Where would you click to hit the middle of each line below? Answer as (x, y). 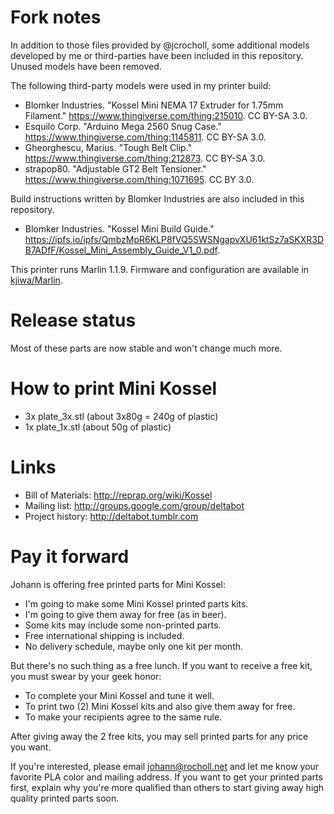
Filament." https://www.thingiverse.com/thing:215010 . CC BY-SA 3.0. (166, 115)
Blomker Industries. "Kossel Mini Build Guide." (119, 228)
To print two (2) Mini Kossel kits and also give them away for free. (160, 706)
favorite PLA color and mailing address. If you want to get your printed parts (166, 777)
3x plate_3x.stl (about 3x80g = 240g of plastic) (121, 416)
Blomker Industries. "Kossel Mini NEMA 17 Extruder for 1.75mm (154, 105)
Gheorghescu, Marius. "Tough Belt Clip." (108, 147)
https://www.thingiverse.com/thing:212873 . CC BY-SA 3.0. (145, 158)
